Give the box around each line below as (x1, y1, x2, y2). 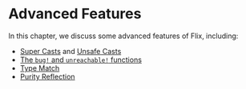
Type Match (19, 63, 60, 72)
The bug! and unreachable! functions (19, 55, 143, 64)
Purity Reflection (19, 72, 75, 81)
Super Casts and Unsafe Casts (19, 46, 122, 56)
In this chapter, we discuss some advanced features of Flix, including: (8, 31, 239, 41)
